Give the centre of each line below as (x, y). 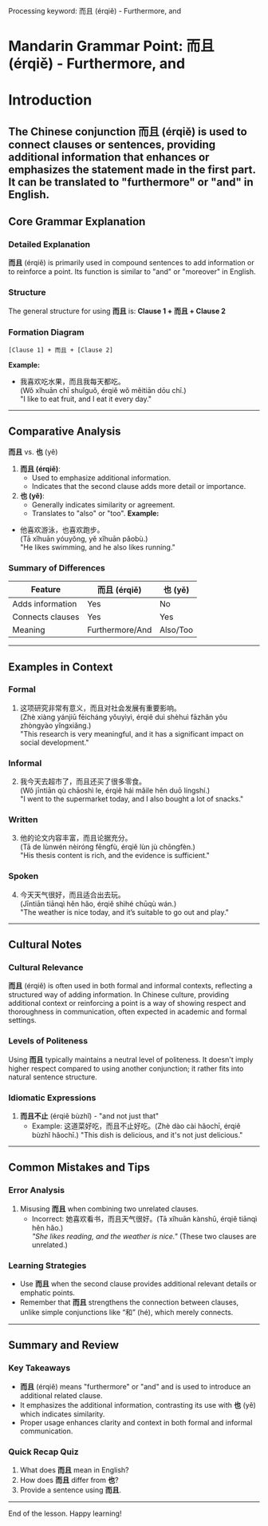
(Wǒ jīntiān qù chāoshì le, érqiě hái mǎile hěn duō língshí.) (115, 791)
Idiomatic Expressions (52, 1098)
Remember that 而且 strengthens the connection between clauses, (129, 1302)
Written (23, 820)
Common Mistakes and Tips (79, 1168)
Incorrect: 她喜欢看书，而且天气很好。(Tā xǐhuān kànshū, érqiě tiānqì (144, 1218)
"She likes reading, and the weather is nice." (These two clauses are (144, 1236)
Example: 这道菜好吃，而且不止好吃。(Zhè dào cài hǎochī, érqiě (136, 1126)
